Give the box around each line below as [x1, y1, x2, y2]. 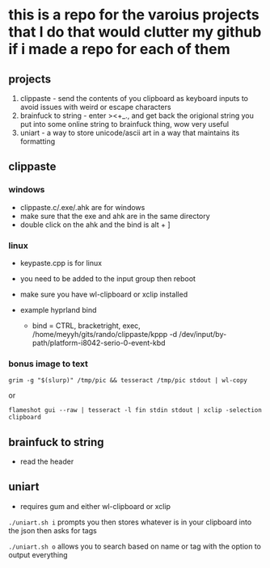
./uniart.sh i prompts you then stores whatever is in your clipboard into [8, 517, 252, 527]
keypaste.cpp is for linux [19, 258, 103, 267]
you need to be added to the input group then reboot [19, 273, 196, 284]
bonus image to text [8, 358, 89, 369]
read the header [19, 457, 74, 466]
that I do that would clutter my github [8, 23, 262, 41]
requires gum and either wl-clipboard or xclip [19, 501, 171, 511]
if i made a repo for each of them [8, 40, 230, 58]
